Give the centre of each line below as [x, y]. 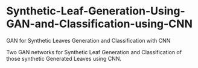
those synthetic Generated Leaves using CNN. [64, 58]
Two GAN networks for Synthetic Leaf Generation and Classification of [94, 52]
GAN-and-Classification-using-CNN [100, 24]
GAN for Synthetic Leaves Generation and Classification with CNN [88, 40]
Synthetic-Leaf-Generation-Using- [96, 11]
